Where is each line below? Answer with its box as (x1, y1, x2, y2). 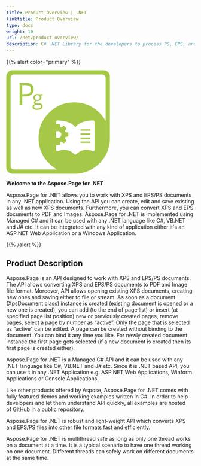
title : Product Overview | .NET (6, 10, 87, 16)
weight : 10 (6, 29, 33, 35)
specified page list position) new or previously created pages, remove (6, 312, 178, 319)
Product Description (6, 258, 83, 269)
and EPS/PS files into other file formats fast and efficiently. (6, 424, 151, 431)
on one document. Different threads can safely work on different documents (6, 447, 194, 455)
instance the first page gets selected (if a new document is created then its (6, 338, 191, 345)
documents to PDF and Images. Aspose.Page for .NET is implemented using (6, 211, 194, 218)
